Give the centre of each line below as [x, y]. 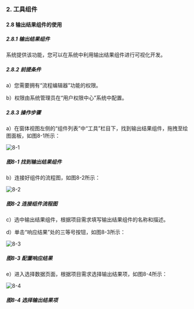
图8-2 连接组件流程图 [32, 204]
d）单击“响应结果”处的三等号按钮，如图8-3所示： [66, 232]
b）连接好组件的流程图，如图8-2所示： [53, 178]
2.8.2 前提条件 [24, 69]
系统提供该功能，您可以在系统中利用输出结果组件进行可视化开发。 [86, 55]
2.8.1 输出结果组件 [28, 39]
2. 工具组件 [22, 9]
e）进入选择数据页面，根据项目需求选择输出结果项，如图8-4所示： [87, 274]
